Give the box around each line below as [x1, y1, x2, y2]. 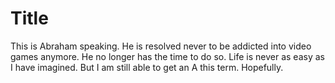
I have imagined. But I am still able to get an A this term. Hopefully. [10, 61, 284, 73]
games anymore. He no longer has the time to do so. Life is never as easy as [10, 50, 325, 62]
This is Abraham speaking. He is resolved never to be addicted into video [10, 40, 312, 52]
